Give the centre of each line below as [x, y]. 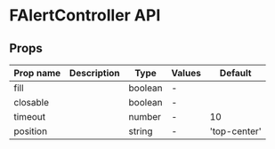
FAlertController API [85, 16]
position [30, 131]
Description [95, 73]
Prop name [37, 73]
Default [235, 73]
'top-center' [236, 131]
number [145, 117]
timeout [30, 117]
